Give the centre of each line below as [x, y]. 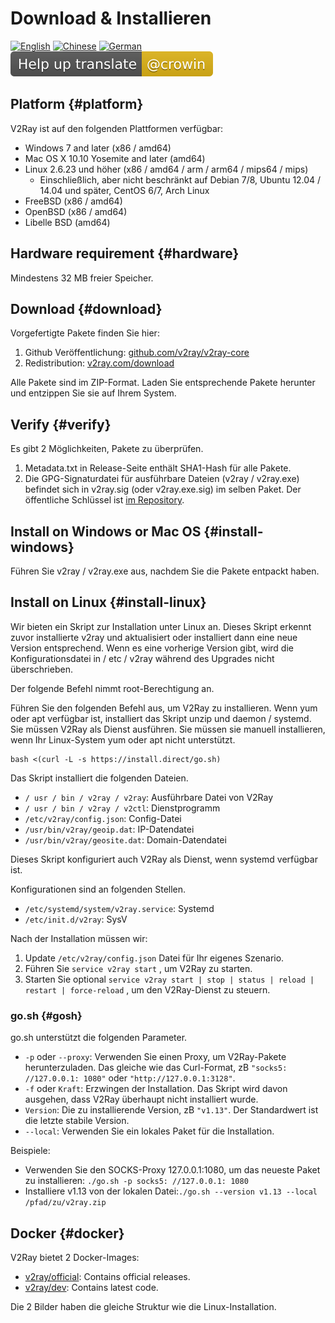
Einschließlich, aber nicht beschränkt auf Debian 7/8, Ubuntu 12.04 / [180, 179]
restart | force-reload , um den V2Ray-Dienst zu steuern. [147, 989]
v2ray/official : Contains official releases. [107, 1276]
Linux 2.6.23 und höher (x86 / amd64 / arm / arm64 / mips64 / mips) [166, 169]
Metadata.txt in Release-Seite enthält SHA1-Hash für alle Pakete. [158, 468]
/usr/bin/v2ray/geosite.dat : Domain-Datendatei [125, 839]
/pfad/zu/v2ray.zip [65, 1203]
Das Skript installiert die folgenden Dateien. [99, 778]
